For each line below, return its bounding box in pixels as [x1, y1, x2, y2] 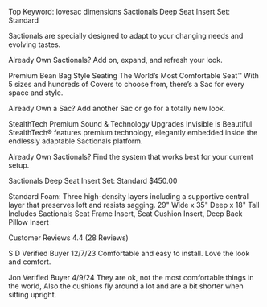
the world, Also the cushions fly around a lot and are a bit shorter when [8, 281, 244, 291]
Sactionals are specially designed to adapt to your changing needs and [8, 31, 244, 40]
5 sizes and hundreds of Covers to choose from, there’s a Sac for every [8, 80, 245, 89]
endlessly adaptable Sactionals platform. [8, 136, 143, 146]
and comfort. [8, 257, 51, 267]
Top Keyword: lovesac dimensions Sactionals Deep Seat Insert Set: [8, 7, 231, 16]
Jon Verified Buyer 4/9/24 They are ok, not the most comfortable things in [8, 273, 255, 282]
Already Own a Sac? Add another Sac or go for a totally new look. [8, 104, 226, 113]
